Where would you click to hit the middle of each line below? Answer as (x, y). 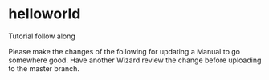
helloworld (45, 14)
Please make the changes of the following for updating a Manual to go (124, 51)
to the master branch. (44, 68)
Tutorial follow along (42, 36)
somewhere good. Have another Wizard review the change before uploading (135, 60)
